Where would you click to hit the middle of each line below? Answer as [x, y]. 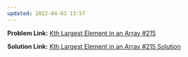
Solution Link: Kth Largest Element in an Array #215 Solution [94, 46]
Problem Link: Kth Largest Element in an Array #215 [82, 33]
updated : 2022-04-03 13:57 [46, 13]
